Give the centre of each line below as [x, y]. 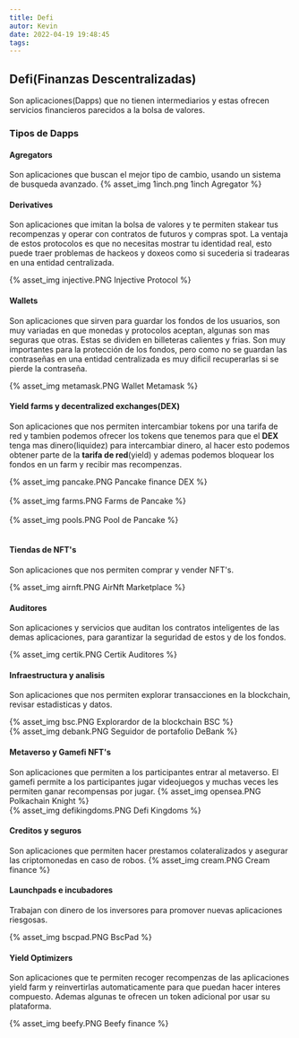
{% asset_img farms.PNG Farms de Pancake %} [98, 501]
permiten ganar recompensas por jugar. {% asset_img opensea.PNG [135, 791]
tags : [19, 43]
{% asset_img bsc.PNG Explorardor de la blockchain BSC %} [122, 722]
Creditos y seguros [46, 831]
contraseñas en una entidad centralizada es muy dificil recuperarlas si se [144, 359]
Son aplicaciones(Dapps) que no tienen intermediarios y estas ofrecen [140, 100]
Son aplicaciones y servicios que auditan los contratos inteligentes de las [145, 628]
